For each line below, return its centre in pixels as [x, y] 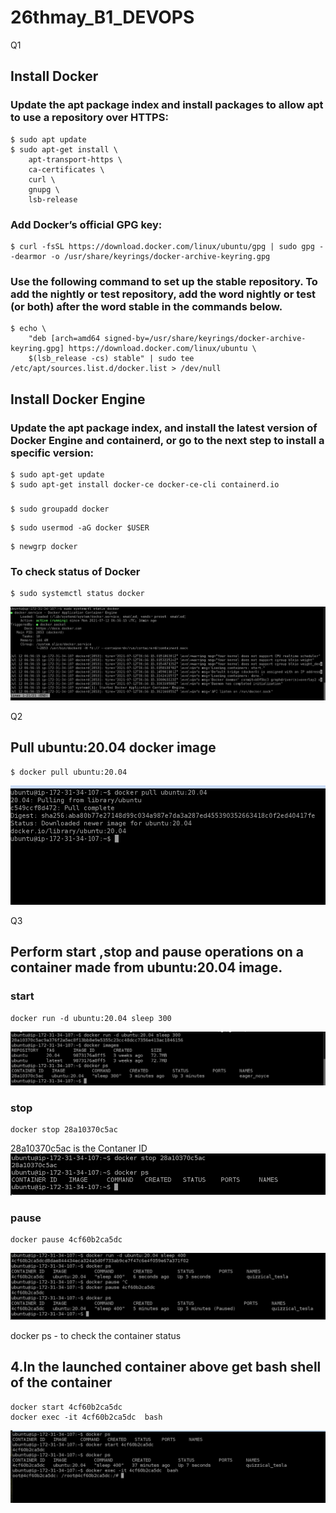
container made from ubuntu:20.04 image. [146, 967]
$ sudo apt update [48, 139]
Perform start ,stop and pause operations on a [157, 952]
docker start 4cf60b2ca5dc [66, 1407]
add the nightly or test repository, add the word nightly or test [163, 294]
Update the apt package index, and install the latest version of [164, 428]
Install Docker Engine [78, 399]
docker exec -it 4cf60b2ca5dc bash [86, 1417]
